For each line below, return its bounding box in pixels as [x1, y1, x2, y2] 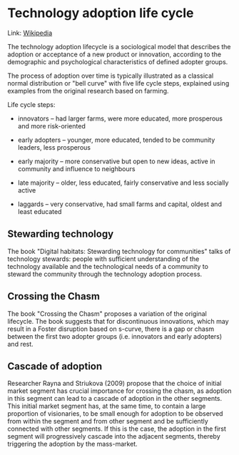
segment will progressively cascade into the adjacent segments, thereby [7, 432, 221, 441]
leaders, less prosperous [17, 143, 91, 151]
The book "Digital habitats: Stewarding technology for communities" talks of [7, 247, 231, 255]
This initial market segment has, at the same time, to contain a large [7, 402, 206, 411]
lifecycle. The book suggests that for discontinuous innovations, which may [7, 317, 230, 325]
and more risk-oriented [17, 121, 86, 130]
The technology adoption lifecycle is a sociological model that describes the [7, 42, 231, 51]
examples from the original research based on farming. [7, 86, 169, 95]
